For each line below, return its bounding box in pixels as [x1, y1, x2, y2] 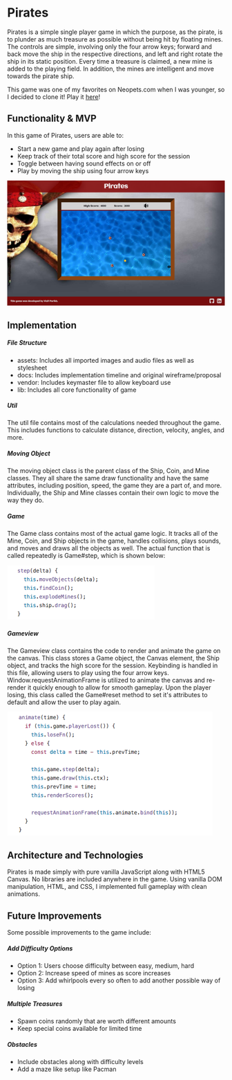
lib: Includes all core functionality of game [17, 386, 137, 394]
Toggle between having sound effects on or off [17, 159, 151, 168]
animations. [7, 890, 40, 898]
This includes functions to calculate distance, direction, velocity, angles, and [7, 426, 224, 434]
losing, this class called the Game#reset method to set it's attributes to [7, 691, 209, 699]
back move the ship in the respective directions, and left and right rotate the [7, 50, 223, 58]
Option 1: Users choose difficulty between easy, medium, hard [17, 961, 195, 970]
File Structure [7, 339, 47, 347]
